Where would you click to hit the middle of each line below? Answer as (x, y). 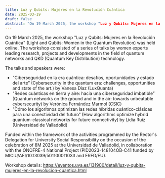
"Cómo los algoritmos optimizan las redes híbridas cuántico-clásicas (82, 109)
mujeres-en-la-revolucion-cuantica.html (46, 171)
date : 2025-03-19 (23, 14)
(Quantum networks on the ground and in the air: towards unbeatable (83, 99)
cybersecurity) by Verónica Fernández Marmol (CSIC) (67, 104)
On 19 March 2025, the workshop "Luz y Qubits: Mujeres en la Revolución (80, 38)
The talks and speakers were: (35, 68)
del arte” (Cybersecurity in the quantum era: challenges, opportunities (83, 83)
